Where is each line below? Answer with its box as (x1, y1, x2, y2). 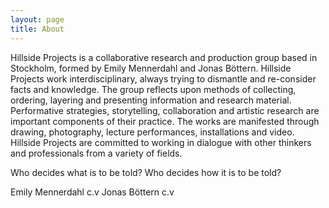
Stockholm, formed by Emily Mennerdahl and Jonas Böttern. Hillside (10, 62, 292, 74)
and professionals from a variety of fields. (10, 147, 183, 159)
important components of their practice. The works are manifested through (10, 115, 320, 127)
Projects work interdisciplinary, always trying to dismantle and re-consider (10, 72, 317, 85)
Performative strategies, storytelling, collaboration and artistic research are (10, 104, 320, 116)
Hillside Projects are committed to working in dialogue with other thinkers (10, 136, 312, 148)
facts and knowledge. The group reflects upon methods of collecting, (10, 83, 297, 95)
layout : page (10, 14, 65, 25)
